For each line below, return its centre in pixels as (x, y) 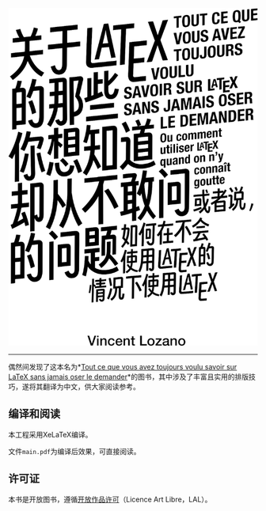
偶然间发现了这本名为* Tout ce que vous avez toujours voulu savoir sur (123, 366)
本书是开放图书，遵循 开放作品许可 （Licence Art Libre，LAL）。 (110, 499)
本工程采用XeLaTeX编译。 (50, 434)
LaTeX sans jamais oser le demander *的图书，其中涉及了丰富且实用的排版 (129, 377)
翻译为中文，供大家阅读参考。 (91, 386)
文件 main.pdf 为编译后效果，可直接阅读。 (74, 451)
